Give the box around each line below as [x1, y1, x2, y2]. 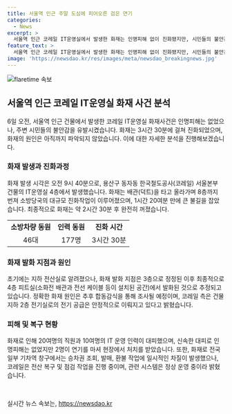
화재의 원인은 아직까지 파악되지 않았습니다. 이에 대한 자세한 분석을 [7, 134, 184, 143]
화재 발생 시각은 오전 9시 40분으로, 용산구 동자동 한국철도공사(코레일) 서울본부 [7, 179, 219, 187]
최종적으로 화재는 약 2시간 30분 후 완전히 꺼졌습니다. [27, 205, 169, 213]
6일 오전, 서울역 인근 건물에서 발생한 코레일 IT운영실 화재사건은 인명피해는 [7, 117, 206, 125]
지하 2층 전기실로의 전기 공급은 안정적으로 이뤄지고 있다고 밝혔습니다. [7, 300, 193, 309]
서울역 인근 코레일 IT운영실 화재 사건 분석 [7, 98, 171, 109]
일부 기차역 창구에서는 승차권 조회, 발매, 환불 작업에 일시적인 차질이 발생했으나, [7, 354, 219, 362]
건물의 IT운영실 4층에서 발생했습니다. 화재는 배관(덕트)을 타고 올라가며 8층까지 [7, 188, 219, 196]
